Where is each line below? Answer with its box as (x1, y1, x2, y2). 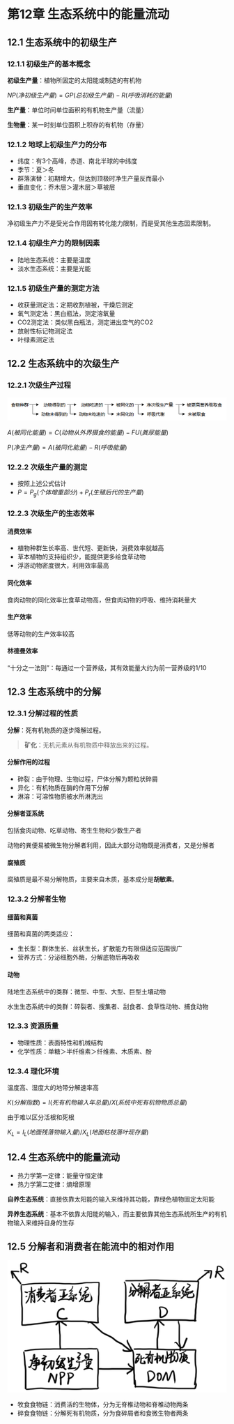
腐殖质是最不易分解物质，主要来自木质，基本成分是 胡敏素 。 (7, 875, 178, 884)
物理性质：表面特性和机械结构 (17, 1038, 103, 1047)
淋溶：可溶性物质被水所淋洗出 (17, 792, 103, 801)
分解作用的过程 (7, 758, 50, 766)
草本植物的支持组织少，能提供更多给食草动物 (17, 552, 146, 561)
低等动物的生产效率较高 (7, 629, 75, 638)
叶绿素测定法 (17, 335, 54, 344)
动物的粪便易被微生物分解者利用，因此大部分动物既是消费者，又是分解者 (7, 841, 214, 849)
